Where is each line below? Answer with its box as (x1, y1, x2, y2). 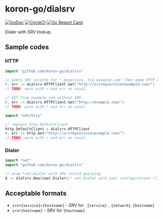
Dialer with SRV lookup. (5, 29, 52, 35)
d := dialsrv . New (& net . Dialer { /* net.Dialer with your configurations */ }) (5, 176, 162, 181)
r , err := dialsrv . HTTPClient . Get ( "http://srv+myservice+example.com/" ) (5, 82, 155, 87)
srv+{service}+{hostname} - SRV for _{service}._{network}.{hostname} (12, 202, 155, 208)
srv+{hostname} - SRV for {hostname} (12, 207, 85, 213)
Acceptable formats (5, 189, 67, 198)
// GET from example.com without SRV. (5, 95, 83, 100)
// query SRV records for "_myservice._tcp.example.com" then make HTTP (5, 77, 155, 82)
